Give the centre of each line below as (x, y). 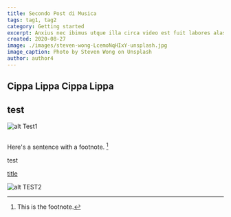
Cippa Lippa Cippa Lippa (60, 86)
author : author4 (30, 59)
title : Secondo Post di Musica (52, 13)
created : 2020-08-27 (37, 39)
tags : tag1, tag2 (32, 20)
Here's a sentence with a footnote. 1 (58, 146)
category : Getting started (46, 26)
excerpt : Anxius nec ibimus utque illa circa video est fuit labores (109, 33)
